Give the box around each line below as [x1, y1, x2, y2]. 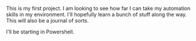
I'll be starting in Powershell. [6, 28, 75, 35]
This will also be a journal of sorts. [6, 17, 89, 24]
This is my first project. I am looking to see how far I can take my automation [6, 5, 191, 12]
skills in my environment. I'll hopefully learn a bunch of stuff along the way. [6, 11, 187, 18]
